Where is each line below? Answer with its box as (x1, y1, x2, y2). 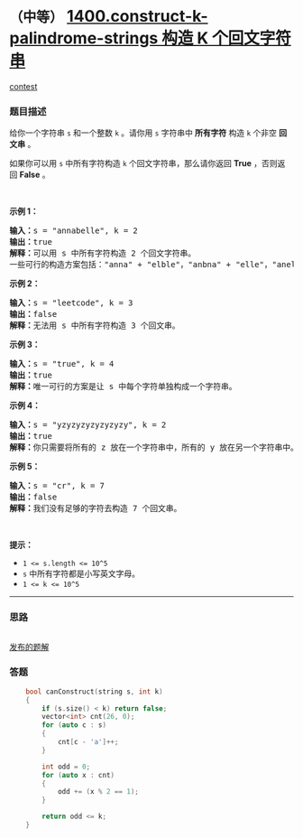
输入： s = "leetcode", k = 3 (9, 298, 133, 308)
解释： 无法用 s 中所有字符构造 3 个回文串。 (9, 321, 180, 331)
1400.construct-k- (66, 6, 209, 27)
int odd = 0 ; (41, 762, 91, 771)
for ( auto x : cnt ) (41, 770, 115, 779)
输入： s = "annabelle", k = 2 (9, 226, 138, 236)
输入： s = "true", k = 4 (9, 358, 115, 369)
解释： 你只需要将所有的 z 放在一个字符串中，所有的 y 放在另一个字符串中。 (9, 442, 299, 452)
